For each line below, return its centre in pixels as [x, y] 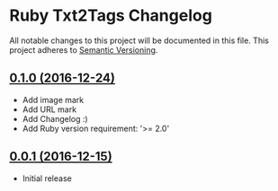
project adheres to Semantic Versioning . [84, 49]
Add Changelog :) [55, 118]
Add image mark [53, 100]
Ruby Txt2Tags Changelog [111, 16]
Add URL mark [49, 109]
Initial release [47, 178]
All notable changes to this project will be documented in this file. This [139, 40]
